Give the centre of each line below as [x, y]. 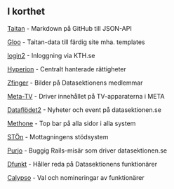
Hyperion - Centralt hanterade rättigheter [67, 69]
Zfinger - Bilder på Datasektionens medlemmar [75, 83]
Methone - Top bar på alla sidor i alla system [72, 123]
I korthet [26, 12]
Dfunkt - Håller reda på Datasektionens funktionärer [82, 164]
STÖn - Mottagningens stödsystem [58, 136]
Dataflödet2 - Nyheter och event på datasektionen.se [84, 110]
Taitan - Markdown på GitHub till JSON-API [69, 28]
